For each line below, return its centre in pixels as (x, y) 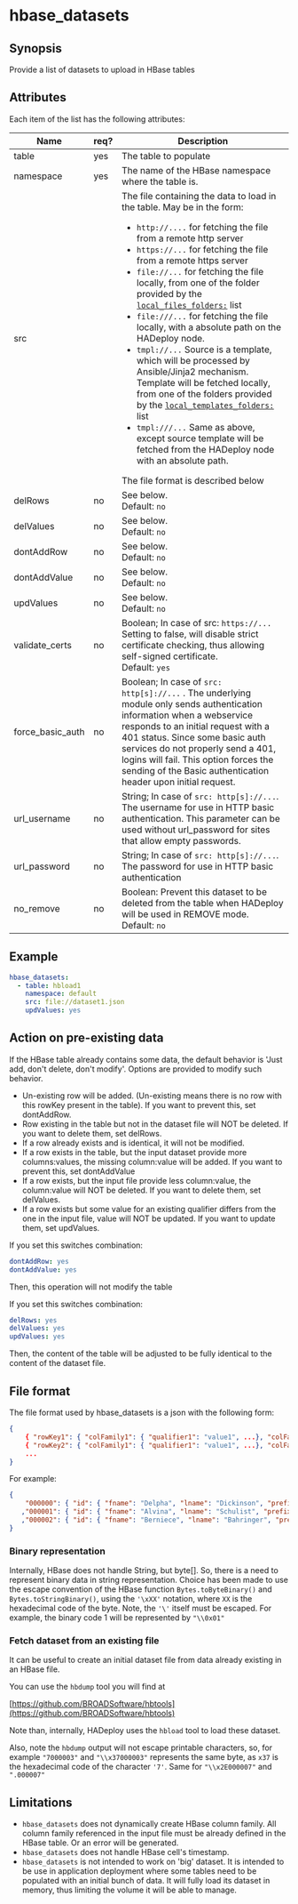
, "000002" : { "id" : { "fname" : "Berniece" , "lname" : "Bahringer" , (146, 1520)
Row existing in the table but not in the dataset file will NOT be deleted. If (155, 1124)
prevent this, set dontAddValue (78, 1171)
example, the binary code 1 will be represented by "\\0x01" (117, 1618)
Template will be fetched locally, (203, 382)
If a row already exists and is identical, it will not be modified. (133, 1143)
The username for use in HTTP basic (198, 807)
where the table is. (160, 181)
